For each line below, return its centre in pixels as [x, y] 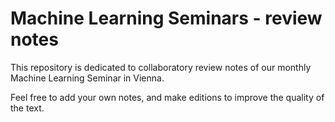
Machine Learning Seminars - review [166, 18]
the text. [27, 108]
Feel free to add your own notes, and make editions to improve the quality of [167, 97]
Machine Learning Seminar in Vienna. [87, 78]
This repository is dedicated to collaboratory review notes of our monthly [161, 67]
